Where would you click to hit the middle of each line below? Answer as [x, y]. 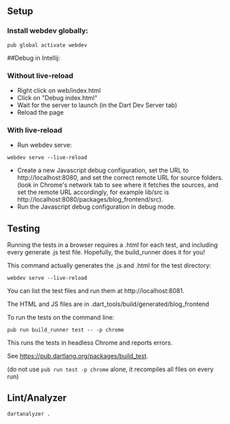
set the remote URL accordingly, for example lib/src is [93, 192]
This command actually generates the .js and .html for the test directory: [109, 266]
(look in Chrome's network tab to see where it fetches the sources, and [117, 185]
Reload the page [40, 112]
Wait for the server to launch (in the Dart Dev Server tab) [97, 105]
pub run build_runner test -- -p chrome [66, 330]
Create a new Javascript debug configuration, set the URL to [103, 170]
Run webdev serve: [44, 145]
